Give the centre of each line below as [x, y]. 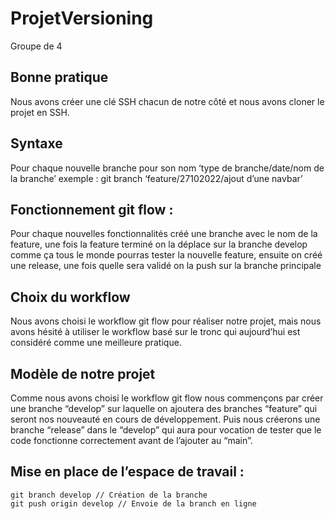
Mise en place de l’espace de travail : [127, 472]
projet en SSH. [40, 112]
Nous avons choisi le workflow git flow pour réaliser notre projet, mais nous [166, 321]
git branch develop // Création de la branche [109, 495]
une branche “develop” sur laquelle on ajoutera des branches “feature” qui [164, 408]
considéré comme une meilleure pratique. [96, 343]
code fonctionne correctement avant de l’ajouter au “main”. [131, 440]
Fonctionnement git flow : [92, 209]
